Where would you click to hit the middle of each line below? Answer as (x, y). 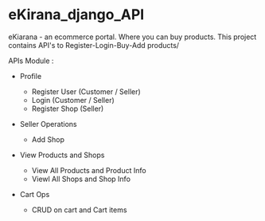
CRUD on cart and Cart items (79, 210)
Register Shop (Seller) (68, 109)
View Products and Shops (62, 155)
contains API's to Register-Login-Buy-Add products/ (94, 45)
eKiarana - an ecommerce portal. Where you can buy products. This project (132, 37)
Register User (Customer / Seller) (86, 91)
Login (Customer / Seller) (73, 100)
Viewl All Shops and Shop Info (81, 179)
